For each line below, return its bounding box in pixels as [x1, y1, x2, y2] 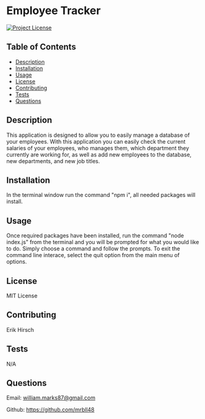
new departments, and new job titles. [6, 157, 100, 164]
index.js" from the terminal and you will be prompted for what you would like [6, 239, 199, 246]
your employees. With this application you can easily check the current [6, 137, 186, 145]
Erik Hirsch [6, 326, 34, 333]
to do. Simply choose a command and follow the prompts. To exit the [6, 245, 180, 252]
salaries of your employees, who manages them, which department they [6, 144, 189, 152]
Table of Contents [6, 42, 77, 52]
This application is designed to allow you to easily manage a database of [6, 131, 190, 139]
